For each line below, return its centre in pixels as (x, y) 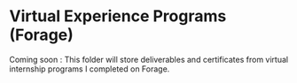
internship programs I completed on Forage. (90, 69)
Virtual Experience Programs (118, 16)
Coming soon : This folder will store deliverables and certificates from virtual (149, 59)
